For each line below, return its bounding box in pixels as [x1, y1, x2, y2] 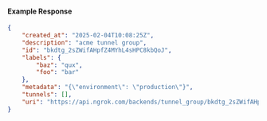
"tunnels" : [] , [22, 91, 73, 99]
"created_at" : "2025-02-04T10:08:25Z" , [22, 32, 155, 40]
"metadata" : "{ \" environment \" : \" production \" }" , [22, 84, 194, 92]
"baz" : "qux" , [36, 60, 83, 69]
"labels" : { [22, 53, 61, 61]
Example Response [7, 6, 73, 16]
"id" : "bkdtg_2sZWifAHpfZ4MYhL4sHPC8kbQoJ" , [22, 46, 172, 54]
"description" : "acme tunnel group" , [22, 38, 147, 47]
